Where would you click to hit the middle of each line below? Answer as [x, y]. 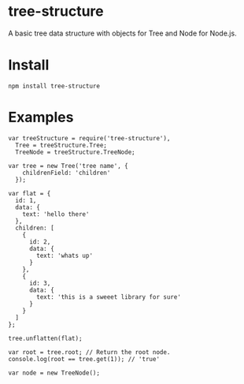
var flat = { [30, 193]
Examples [41, 117]
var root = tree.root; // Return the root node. [89, 352]
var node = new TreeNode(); [54, 373]
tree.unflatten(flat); [45, 338]
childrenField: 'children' [67, 173]
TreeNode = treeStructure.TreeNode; [75, 152]
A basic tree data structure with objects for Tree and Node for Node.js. [123, 33]
